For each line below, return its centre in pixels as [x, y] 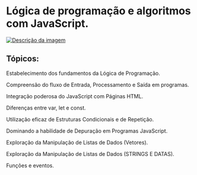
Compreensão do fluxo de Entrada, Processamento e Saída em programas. [98, 85]
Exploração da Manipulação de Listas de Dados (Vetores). [77, 142]
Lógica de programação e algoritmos [99, 11]
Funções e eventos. [30, 165]
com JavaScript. [47, 24]
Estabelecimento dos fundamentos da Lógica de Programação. [83, 73]
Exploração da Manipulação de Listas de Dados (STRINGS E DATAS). [90, 154]
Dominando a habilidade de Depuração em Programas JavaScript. [87, 131]
